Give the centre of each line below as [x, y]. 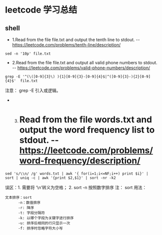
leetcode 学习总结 [41, 10]
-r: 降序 [26, 208]
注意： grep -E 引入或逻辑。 [33, 90]
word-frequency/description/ [80, 161]
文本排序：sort [19, 197]
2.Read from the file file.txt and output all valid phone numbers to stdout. [85, 63]
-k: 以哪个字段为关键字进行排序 [46, 218]
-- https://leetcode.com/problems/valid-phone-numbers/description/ [81, 68]
